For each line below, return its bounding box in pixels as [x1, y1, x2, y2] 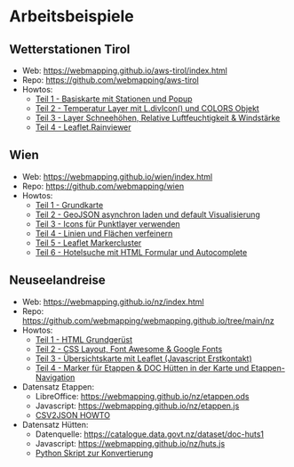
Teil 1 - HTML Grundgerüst [35, 334, 133, 344]
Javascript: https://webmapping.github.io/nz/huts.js [35, 438, 226, 448]
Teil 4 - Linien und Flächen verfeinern [35, 228, 173, 238]
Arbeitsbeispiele [9, 6, 135, 27]
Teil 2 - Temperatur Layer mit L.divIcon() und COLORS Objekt [35, 103, 259, 113]
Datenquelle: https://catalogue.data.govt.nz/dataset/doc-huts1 [35, 429, 265, 439]
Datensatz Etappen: [21, 381, 95, 392]
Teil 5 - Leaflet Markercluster [35, 238, 142, 248]
